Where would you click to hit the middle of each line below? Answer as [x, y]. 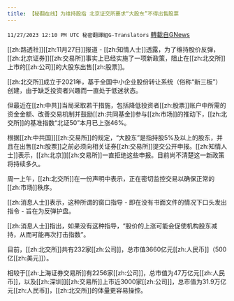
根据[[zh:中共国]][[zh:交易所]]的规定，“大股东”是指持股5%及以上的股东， [112, 138]
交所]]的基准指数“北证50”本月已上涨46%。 [69, 122]
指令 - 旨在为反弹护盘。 [41, 211]
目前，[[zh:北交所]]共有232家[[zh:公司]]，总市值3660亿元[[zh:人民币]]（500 [117, 249]
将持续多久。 [25, 163]
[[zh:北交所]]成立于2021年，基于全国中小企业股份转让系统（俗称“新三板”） [115, 82]
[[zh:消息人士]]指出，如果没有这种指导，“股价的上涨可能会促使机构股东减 [112, 226]
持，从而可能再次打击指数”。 [49, 234]
